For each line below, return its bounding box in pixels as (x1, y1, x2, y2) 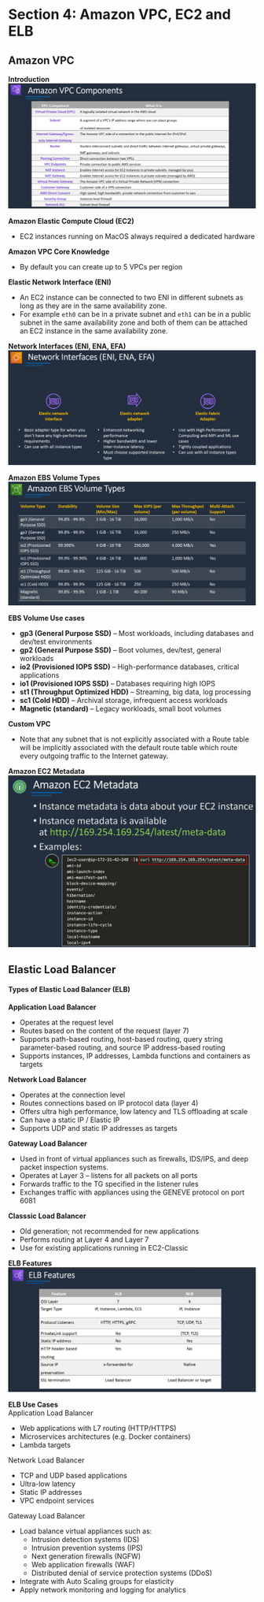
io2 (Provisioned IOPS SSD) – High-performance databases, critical (19, 662, 240, 671)
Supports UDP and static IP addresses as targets (19, 1123, 178, 1132)
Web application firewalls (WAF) (31, 1560, 135, 1570)
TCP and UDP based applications (19, 1471, 128, 1481)
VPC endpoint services (19, 1496, 94, 1506)
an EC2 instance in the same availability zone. (19, 326, 168, 336)
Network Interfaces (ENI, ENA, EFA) (8, 341, 126, 351)
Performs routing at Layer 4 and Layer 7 (19, 1235, 149, 1244)
